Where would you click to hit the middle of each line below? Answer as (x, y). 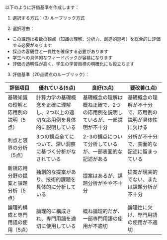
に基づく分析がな (56, 152)
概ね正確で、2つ (102, 105)
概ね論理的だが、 (103, 211)
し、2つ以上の (53, 112)
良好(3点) (103, 88)
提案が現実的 (143, 172)
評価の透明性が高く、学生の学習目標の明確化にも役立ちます (73, 64)
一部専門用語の (100, 219)
